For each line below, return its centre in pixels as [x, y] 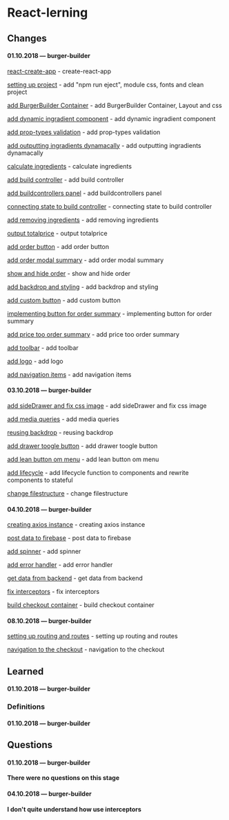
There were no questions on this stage [63, 778]
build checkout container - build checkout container [81, 605]
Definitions [26, 707]
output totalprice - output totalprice [58, 233]
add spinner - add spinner [44, 552]
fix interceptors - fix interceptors [53, 592]
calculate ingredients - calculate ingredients [70, 166]
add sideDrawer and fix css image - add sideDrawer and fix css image [107, 405]
